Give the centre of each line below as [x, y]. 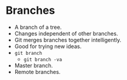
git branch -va [43, 60]
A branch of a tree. [38, 27]
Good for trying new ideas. [48, 46]
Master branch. [33, 65]
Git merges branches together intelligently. [68, 40]
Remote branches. [37, 72]
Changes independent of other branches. [66, 33]
